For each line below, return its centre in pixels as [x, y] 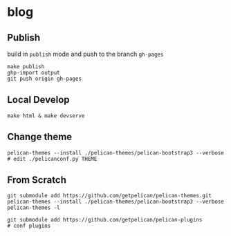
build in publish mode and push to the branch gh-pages [85, 54]
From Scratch [37, 180]
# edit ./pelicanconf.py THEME [52, 159]
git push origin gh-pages [44, 79]
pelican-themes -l [34, 208]
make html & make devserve [46, 116]
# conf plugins [29, 226]
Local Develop [38, 100]
